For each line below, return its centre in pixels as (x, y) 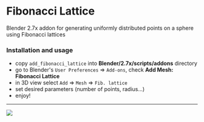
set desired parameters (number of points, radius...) (80, 89)
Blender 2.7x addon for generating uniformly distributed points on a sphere (100, 28)
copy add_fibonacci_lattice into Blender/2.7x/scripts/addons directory (106, 63)
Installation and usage (40, 50)
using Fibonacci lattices (36, 34)
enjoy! (23, 96)
